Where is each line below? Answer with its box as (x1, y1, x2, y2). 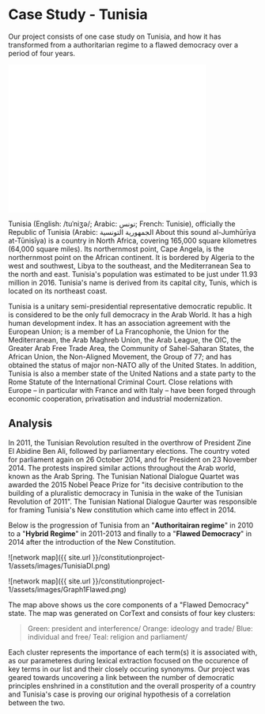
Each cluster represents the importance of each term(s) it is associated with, (8, 647, 258, 657)
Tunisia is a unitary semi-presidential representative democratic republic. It (8, 301, 252, 311)
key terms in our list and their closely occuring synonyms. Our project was (8, 664, 251, 674)
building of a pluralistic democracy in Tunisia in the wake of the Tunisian (8, 488, 244, 497)
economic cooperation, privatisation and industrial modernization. (8, 394, 223, 403)
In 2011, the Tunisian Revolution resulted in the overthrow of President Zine (8, 437, 252, 448)
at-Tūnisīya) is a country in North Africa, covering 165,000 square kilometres (8, 236, 257, 245)
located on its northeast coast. (8, 286, 108, 296)
